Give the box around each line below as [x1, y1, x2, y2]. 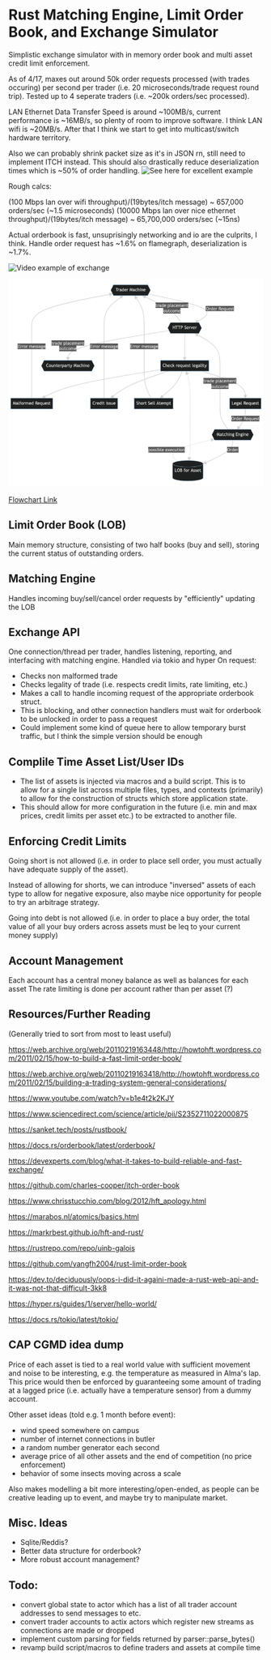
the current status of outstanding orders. [8, 548, 144, 558]
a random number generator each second [19, 1442, 160, 1452]
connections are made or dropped [19, 1626, 135, 1636]
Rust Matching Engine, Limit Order [8, 6, 244, 24]
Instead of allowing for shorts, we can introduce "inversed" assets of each [8, 881, 256, 890]
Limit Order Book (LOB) [8, 518, 127, 532]
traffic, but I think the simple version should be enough [19, 732, 203, 741]
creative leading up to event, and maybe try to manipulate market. [8, 1492, 228, 1502]
